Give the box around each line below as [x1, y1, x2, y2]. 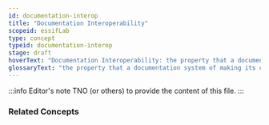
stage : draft [8, 49, 52, 57]
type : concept [8, 34, 56, 42]
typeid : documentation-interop [8, 42, 113, 50]
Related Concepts [8, 106, 80, 117]
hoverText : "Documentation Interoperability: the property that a [8, 57, 235, 65]
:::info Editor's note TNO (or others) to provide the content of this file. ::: [8, 86, 244, 95]
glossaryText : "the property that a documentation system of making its [8, 64, 256, 72]
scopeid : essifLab [8, 26, 70, 34]
